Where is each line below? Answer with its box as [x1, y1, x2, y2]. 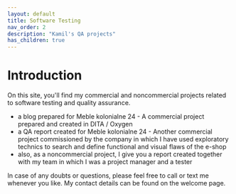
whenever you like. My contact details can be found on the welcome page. [7, 179, 226, 188]
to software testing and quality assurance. [7, 99, 131, 107]
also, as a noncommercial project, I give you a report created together [17, 150, 222, 158]
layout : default [7, 10, 55, 18]
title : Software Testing [7, 17, 81, 24]
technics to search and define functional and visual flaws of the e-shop [17, 143, 227, 151]
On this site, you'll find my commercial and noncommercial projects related [7, 91, 227, 99]
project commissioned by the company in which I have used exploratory [17, 135, 229, 144]
